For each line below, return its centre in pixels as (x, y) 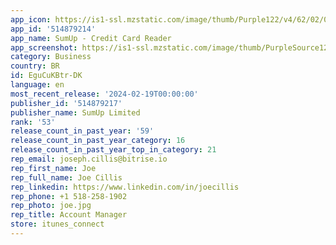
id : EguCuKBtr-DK (46, 76)
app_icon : (31, 19)
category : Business (51, 57)
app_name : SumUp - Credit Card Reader (91, 38)
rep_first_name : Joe (53, 168)
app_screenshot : (44, 47)
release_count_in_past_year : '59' (82, 131)
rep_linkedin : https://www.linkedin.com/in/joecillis (125, 187)
